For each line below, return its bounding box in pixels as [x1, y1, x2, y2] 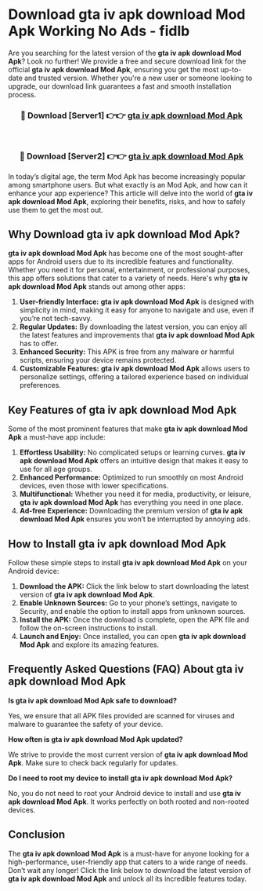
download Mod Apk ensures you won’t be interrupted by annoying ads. [19, 514, 250, 524]
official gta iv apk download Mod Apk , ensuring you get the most [8, 64, 219, 74]
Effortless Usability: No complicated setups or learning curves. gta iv [19, 447, 246, 457]
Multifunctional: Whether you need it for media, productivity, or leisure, [19, 489, 252, 499]
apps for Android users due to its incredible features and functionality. [8, 257, 234, 266]
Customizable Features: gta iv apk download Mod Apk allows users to [19, 363, 250, 374]
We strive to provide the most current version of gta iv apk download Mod [8, 750, 248, 759]
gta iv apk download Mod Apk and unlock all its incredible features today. [8, 874, 247, 883]
